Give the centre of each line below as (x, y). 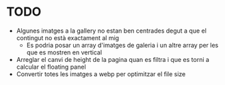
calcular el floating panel (51, 67)
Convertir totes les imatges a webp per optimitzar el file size (101, 74)
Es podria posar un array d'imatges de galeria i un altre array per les (122, 45)
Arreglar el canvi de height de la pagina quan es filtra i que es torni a (113, 59)
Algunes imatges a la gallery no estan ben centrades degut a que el (111, 31)
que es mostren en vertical (64, 52)
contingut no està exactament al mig (68, 37)
